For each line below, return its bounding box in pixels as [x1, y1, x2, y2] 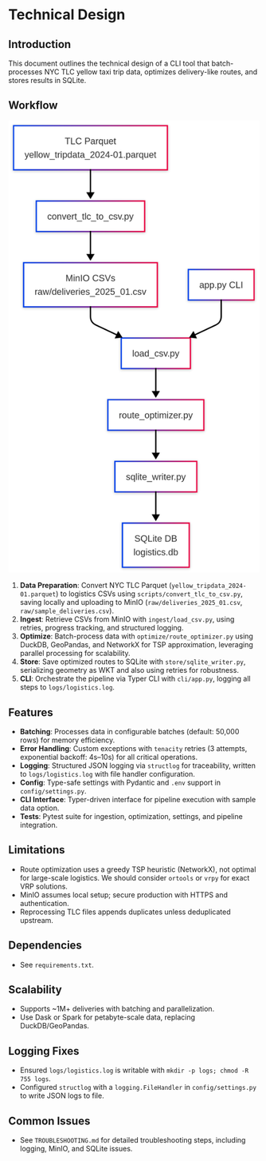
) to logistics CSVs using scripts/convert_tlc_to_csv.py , [55, 589, 243, 598]
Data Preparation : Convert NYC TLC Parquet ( [19, 581, 172, 590]
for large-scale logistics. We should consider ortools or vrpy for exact [19, 873, 250, 882]
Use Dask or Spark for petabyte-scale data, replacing [19, 1012, 196, 1022]
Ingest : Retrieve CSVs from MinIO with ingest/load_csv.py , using [19, 614, 235, 624]
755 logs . [19, 1074, 52, 1083]
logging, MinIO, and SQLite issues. [19, 1144, 133, 1154]
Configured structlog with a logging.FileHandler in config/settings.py [19, 1083, 257, 1092]
